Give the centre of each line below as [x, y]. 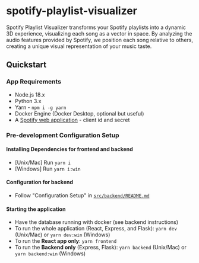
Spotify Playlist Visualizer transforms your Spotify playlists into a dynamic [96, 27]
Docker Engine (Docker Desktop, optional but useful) [79, 113]
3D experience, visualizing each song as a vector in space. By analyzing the [99, 33]
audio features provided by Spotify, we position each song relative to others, [99, 40]
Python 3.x [28, 101]
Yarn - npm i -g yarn [40, 107]
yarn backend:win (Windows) [50, 254]
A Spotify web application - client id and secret [72, 120]
